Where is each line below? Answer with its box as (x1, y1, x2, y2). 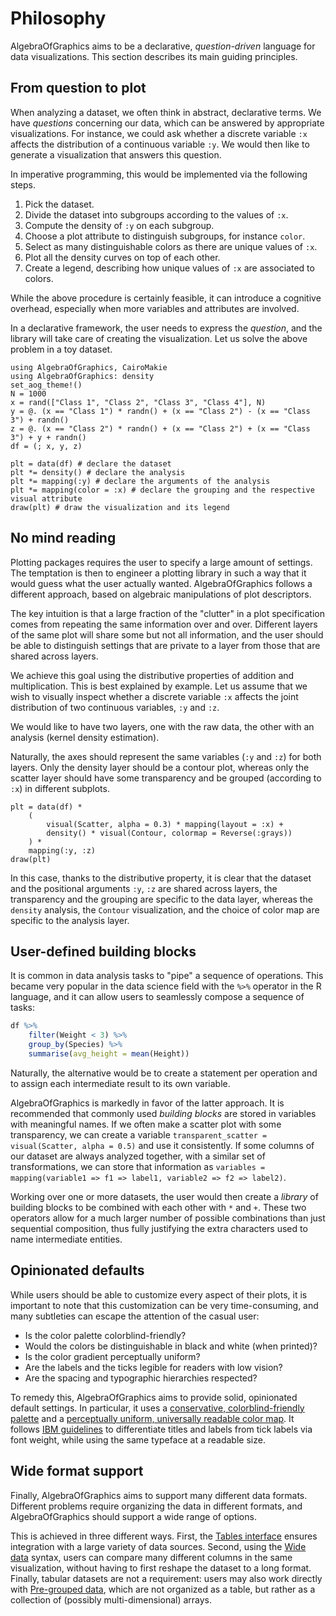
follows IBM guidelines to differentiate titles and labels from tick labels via (10, 1423, 313, 1435)
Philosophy (10, 7, 107, 30)
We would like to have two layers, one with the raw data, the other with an (10, 720, 315, 732)
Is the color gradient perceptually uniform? (24, 1350, 201, 1362)
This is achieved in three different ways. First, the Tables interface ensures (10, 1530, 318, 1542)
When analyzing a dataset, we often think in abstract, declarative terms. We (10, 106, 322, 118)
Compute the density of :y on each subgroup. (24, 219, 215, 231)
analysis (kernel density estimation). (10, 731, 160, 743)
